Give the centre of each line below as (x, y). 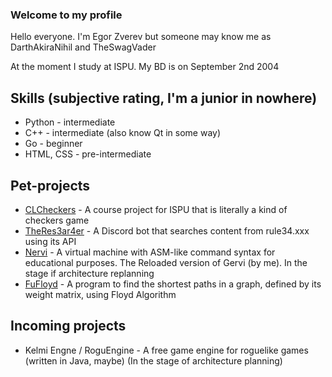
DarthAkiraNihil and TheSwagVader (83, 47)
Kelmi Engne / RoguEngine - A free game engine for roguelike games (166, 350)
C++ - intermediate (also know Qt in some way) (123, 133)
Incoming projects (68, 326)
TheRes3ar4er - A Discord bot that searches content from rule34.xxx (167, 230)
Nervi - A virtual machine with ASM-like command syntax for (150, 252)
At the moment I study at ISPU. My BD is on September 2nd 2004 (145, 67)
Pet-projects (50, 185)
